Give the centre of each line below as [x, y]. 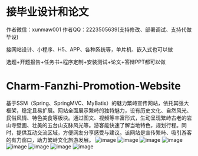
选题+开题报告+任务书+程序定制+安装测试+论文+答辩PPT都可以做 [86, 62]
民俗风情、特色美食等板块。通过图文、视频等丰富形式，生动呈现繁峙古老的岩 [99, 118]
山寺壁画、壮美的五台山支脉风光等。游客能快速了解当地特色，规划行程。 [94, 125]
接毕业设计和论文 [48, 12]
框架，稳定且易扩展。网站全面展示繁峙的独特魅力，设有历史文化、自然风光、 [99, 110]
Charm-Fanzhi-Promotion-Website [94, 86]
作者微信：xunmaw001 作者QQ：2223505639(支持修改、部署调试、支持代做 [99, 29]
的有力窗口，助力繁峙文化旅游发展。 [50, 140]
